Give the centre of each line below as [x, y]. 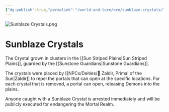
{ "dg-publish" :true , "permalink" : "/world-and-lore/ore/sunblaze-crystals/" [85, 10]
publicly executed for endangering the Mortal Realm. [60, 104]
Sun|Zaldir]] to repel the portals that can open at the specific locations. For [82, 78]
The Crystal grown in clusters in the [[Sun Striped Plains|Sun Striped [76, 58]
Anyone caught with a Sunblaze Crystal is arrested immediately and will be [82, 98]
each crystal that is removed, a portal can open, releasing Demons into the [82, 83]
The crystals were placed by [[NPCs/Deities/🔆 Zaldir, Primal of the [74, 73]
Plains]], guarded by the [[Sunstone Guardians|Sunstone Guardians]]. [77, 63]
